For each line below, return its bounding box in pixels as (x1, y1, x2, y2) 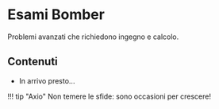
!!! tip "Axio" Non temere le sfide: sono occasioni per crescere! (7, 91, 212, 101)
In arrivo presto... (18, 76, 75, 85)
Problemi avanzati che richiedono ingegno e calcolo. (7, 32, 179, 41)
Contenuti (7, 55, 59, 68)
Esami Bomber (7, 6, 105, 24)
